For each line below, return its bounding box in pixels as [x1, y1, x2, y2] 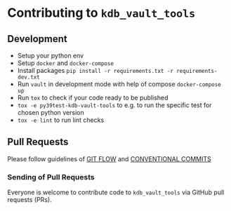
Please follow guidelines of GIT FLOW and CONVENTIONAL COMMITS [7, 154, 212, 163]
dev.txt [17, 74, 40, 81]
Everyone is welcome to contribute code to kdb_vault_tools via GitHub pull [7, 188, 225, 197]
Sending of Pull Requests [7, 172, 95, 182]
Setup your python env [17, 51, 84, 60]
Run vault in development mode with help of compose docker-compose [17, 80, 221, 88]
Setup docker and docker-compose [17, 59, 114, 67]
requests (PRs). [7, 196, 52, 204]
